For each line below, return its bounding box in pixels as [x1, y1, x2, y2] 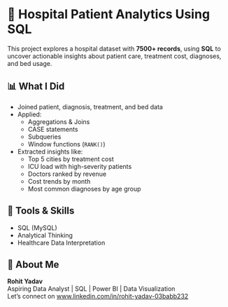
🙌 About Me [7, 259, 59, 271]
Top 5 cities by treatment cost [27, 154, 114, 163]
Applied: [17, 110, 42, 118]
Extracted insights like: [17, 147, 83, 156]
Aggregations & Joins [27, 117, 90, 125]
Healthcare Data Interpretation [17, 238, 106, 247]
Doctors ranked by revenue [27, 170, 107, 178]
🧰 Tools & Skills [7, 205, 75, 217]
